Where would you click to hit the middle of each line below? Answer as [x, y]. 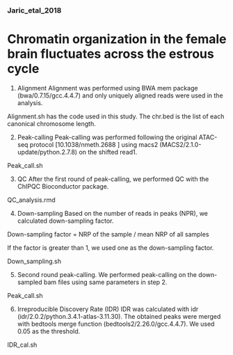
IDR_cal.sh [22, 345]
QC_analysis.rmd [31, 200]
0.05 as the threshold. [49, 331]
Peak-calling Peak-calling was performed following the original [107, 137]
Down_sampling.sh [34, 261]
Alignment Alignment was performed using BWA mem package [107, 88]
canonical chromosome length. [51, 123]
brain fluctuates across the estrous [111, 54]
